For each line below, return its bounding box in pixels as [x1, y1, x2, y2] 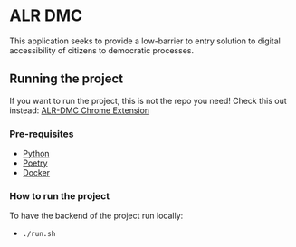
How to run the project [9, 189, 110, 202]
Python [22, 148, 50, 159]
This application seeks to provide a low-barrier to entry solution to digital [9, 35, 281, 46]
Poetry [22, 157, 48, 168]
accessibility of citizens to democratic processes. [9, 44, 195, 55]
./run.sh [22, 230, 56, 239]
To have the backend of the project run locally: [9, 210, 184, 222]
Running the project [9, 71, 124, 87]
